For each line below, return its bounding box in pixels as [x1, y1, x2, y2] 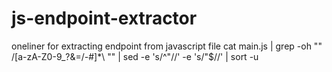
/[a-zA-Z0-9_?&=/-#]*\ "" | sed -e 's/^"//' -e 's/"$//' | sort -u [11, 50, 259, 62]
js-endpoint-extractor [11, 7, 198, 30]
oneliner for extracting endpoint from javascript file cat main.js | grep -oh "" [11, 40, 323, 52]
